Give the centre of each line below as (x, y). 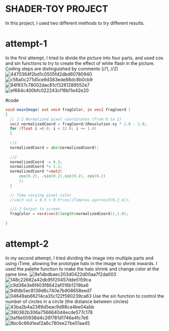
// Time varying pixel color (41, 195)
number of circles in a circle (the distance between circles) (67, 301)
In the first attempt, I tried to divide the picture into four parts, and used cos (84, 58)
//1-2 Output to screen (35, 209)
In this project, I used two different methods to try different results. (75, 23)
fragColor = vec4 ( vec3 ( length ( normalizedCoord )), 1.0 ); (69, 214)
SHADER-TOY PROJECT (57, 9)
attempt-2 (27, 244)
